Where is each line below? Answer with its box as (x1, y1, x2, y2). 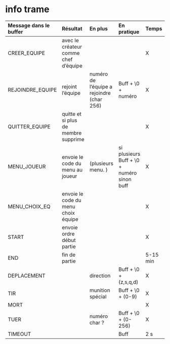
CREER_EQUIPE (8, 49, 46, 56)
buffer (8, 28, 23, 35)
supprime (61, 135, 84, 143)
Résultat (61, 25, 82, 32)
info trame (5, 4, 50, 15)
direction (89, 272, 111, 279)
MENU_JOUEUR (8, 163, 46, 170)
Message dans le (8, 22, 50, 29)
